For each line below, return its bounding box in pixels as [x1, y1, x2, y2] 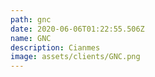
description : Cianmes [10, 42, 101, 53]
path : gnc [10, 14, 52, 25]
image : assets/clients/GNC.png [10, 52, 141, 62]
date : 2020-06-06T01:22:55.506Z [10, 24, 145, 34]
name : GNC [10, 33, 52, 43]
